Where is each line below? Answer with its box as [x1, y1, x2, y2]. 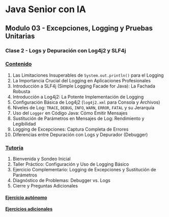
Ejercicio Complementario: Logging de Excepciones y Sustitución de [12, 167, 156, 173]
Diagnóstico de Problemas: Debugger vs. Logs [12, 177, 110, 183]
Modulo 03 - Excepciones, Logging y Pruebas [5, 24, 153, 33]
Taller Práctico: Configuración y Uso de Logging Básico [12, 161, 129, 167]
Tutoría [5, 144, 24, 151]
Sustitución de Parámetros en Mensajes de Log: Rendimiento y [12, 115, 145, 121]
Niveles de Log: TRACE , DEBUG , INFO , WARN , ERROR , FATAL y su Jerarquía [12, 104, 155, 110]
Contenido [5, 60, 32, 68]
